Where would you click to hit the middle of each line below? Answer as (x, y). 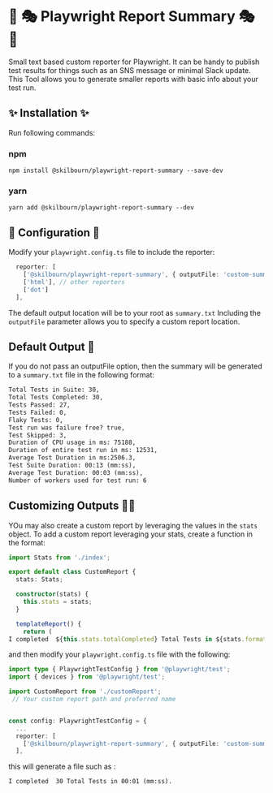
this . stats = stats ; (58, 602)
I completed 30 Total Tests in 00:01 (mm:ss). (91, 782)
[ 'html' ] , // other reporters (74, 282)
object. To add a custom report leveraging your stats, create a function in (131, 534)
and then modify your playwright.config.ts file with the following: (119, 654)
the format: (27, 542)
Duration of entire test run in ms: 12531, (83, 450)
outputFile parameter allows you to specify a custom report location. (124, 321)
